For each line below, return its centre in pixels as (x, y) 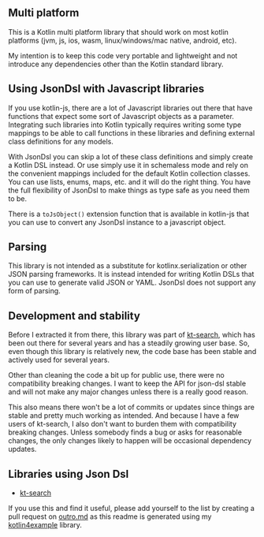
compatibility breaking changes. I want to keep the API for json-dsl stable (127, 384)
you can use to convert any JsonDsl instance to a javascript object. (117, 222)
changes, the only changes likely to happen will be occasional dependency (130, 441)
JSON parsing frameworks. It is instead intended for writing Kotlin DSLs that (131, 274)
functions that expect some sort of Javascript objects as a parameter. (121, 116)
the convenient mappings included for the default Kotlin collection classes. (129, 173)
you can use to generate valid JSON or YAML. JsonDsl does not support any (132, 282)
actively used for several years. (59, 360)
